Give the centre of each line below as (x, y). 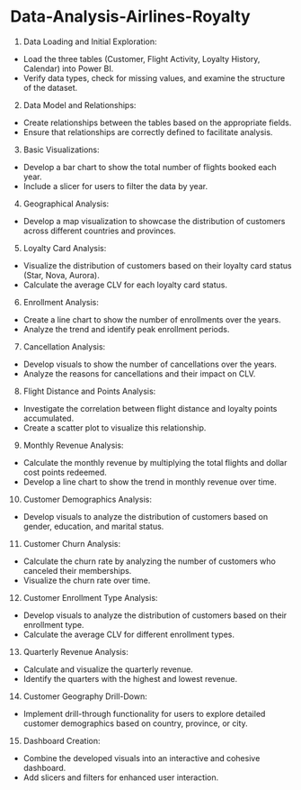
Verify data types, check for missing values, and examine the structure (154, 77)
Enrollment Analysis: (61, 302)
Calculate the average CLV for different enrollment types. (128, 634)
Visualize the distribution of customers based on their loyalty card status (157, 265)
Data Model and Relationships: (80, 104)
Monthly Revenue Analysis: (73, 445)
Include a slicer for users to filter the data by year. (115, 186)
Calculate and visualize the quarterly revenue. (108, 669)
